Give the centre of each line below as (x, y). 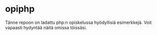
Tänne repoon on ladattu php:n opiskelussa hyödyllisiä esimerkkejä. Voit (78, 22)
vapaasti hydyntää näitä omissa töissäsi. (46, 27)
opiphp (20, 9)
